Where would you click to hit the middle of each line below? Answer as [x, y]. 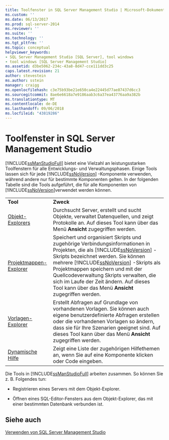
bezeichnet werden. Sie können [108, 256]
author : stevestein [26, 76]
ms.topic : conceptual [28, 48]
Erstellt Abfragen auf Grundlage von [95, 302]
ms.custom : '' [20, 15]
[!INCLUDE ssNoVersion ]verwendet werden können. [59, 190]
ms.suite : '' [19, 33]
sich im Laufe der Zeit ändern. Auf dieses [101, 281]
